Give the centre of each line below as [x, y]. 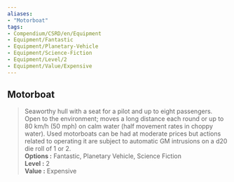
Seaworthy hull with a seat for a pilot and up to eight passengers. [118, 111]
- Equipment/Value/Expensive [50, 66]
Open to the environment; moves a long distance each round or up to [124, 119]
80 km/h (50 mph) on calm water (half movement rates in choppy [119, 126]
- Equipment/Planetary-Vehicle [53, 46]
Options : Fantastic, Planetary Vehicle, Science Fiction [103, 156]
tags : [15, 27]
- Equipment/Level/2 [37, 60]
